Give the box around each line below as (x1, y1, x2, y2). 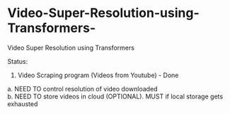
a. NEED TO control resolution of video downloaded (7, 84, 158, 93)
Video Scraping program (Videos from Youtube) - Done (17, 71, 179, 79)
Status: (7, 57, 28, 65)
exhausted (7, 99, 38, 108)
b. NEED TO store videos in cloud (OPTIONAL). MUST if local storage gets (7, 92, 224, 101)
